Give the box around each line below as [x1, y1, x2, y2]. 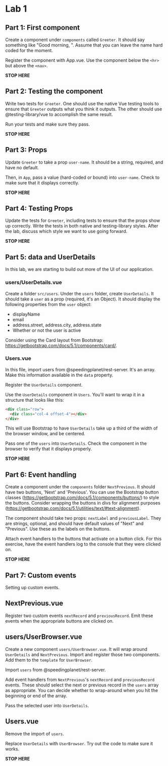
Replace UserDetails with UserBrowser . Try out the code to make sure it [5, 740, 153, 746]
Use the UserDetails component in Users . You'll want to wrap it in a [5, 391, 145, 398]
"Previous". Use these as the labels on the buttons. [5, 526, 111, 532]
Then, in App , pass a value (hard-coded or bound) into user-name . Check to [5, 174, 160, 180]
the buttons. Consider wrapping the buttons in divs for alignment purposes [5, 500, 160, 506]
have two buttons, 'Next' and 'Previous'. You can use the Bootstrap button [5, 489, 159, 495]
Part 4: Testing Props [5, 204, 73, 213]
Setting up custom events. [5, 585, 60, 591]
